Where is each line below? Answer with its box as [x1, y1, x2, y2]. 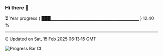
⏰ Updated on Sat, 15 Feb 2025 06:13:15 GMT [5, 36, 96, 42]
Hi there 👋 [5, 4, 29, 11]
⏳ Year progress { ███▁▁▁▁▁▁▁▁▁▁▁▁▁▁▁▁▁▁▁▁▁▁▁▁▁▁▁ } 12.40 [5, 15, 154, 21]
